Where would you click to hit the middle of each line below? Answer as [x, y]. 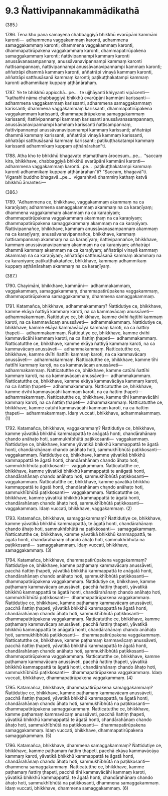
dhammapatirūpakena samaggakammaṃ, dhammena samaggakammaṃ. [80, 296]
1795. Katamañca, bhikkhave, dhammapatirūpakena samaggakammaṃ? [79, 687]
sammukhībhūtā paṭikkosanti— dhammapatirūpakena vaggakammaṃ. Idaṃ [83, 672]
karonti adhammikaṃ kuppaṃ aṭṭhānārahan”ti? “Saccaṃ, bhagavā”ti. [76, 172]
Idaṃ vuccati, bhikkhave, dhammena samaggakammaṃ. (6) [67, 788]
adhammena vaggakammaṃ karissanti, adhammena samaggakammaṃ [78, 103]
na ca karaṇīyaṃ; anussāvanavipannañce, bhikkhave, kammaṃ [70, 234]
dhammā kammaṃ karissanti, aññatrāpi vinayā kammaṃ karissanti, [74, 135]
